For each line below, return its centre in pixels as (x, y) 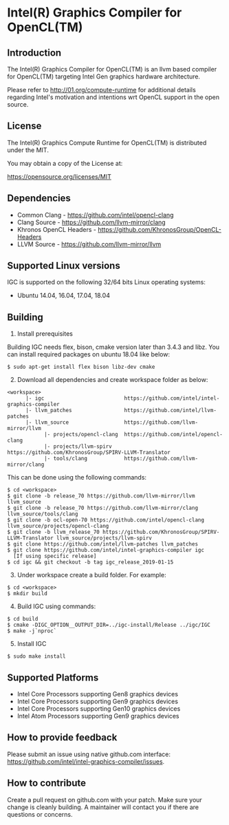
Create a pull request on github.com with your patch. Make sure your (105, 800)
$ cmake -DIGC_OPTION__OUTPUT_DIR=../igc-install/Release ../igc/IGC (109, 625)
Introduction (34, 53)
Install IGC (32, 644)
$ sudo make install (37, 656)
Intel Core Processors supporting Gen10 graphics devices (99, 709)
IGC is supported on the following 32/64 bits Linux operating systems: (107, 282)
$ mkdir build (28, 594)
